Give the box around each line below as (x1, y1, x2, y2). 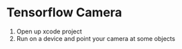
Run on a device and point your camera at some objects (16, 34, 176, 42)
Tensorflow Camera (6, 5, 122, 20)
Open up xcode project (16, 27, 82, 35)
